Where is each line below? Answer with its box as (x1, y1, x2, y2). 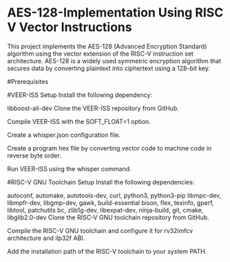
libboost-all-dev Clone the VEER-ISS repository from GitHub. (7, 104, 179, 112)
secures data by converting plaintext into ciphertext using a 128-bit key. (7, 64, 211, 72)
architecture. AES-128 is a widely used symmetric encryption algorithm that (7, 56, 222, 65)
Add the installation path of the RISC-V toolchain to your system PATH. (7, 247, 207, 255)
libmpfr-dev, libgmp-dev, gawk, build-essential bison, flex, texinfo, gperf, (7, 198, 214, 207)
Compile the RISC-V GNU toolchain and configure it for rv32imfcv (7, 226, 194, 234)
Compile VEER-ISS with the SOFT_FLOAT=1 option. (7, 117, 151, 125)
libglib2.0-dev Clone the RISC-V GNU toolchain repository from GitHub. (7, 213, 209, 221)
